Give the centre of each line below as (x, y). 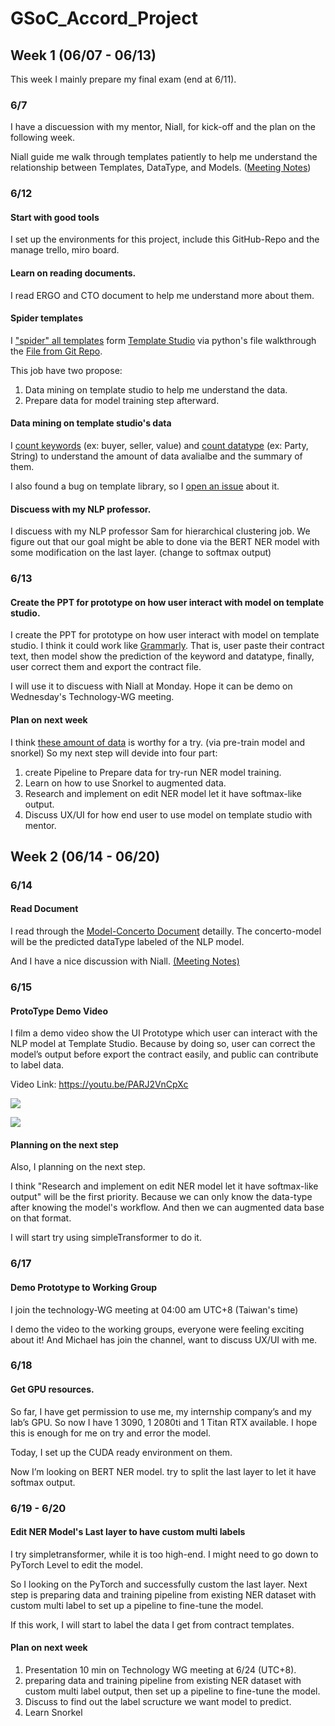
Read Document (44, 909)
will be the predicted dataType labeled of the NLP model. (127, 942)
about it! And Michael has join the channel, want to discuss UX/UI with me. (164, 1339)
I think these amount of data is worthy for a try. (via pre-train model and (158, 742)
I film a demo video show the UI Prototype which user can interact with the (164, 1033)
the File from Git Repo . (56, 351)
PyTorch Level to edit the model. (77, 1564)
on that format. (41, 1218)
